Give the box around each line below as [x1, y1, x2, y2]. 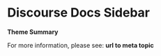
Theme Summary [7, 28, 59, 36]
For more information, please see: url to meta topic [7, 41, 155, 49]
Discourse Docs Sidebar [7, 5, 150, 21]
